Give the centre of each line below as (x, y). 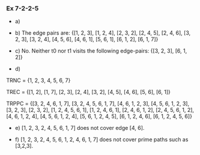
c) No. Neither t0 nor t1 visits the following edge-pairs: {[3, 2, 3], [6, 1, (101, 51)
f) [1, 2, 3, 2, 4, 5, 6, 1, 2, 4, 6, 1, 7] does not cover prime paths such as (102, 139)
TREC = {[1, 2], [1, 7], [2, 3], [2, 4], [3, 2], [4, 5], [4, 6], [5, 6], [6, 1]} (89, 92)
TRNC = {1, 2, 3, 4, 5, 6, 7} (38, 80)
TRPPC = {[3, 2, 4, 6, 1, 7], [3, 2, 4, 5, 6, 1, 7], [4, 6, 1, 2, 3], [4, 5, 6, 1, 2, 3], (98, 104)
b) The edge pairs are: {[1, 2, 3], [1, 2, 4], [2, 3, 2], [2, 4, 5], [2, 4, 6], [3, (103, 33)
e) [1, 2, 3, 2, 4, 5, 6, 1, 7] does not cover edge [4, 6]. (80, 128)
